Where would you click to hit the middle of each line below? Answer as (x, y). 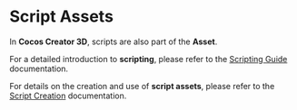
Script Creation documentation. (68, 96)
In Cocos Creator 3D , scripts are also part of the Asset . (114, 41)
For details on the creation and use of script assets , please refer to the (142, 86)
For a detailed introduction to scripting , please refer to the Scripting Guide (148, 59)
